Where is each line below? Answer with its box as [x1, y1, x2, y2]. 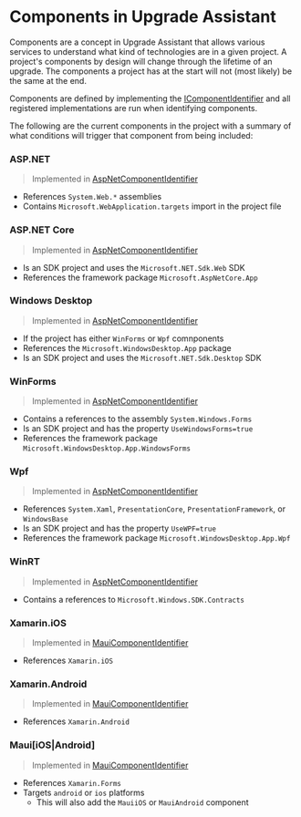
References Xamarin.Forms [22, 777, 121, 788]
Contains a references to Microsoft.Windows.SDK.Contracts [22, 594, 244, 605]
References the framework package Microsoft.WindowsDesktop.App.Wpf [22, 533, 291, 543]
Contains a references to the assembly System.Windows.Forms [22, 413, 253, 425]
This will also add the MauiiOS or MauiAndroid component [36, 796, 249, 808]
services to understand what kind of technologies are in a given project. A [9, 46, 287, 57]
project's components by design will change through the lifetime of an [9, 56, 273, 67]
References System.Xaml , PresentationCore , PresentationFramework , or [22, 503, 285, 514]
